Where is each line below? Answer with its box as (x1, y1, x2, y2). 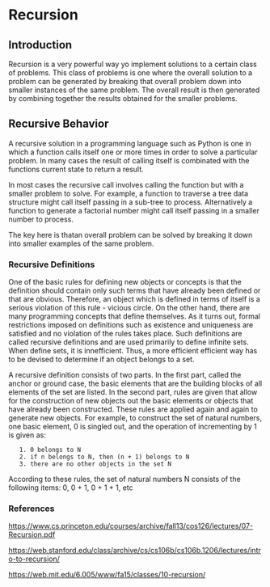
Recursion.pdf (8, 530, 56, 539)
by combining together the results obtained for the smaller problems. (8, 94, 238, 103)
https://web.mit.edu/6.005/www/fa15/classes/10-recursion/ (8, 570, 206, 580)
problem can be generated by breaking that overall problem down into (8, 77, 242, 86)
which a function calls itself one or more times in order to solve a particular (8, 147, 258, 157)
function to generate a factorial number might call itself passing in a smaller (8, 205, 260, 215)
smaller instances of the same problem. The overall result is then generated (8, 85, 260, 95)
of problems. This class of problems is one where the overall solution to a (8, 68, 253, 78)
